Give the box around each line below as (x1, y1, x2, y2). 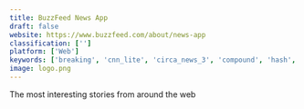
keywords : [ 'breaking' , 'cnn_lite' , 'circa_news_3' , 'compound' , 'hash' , (9, 55, 297, 64)
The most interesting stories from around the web (9, 88, 196, 100)
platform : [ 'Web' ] (9, 47, 79, 56)
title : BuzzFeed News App (9, 13, 108, 23)
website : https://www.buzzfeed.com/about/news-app (9, 30, 206, 39)
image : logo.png (9, 64, 71, 74)
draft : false (9, 22, 59, 31)
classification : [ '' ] (9, 38, 92, 48)
